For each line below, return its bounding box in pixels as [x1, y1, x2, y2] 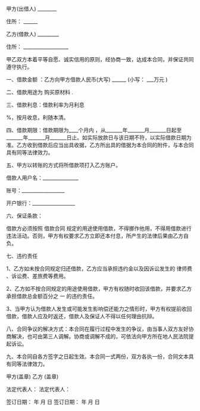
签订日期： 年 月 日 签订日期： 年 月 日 [6, 398, 100, 405]
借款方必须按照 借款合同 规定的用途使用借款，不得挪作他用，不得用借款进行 [6, 225, 192, 232]
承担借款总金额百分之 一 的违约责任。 [6, 292, 98, 300]
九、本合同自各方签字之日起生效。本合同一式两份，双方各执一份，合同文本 [6, 353, 189, 360]
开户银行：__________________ [6, 200, 76, 207]
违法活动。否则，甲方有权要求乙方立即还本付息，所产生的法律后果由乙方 [6, 232, 183, 239]
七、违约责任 [6, 253, 37, 259]
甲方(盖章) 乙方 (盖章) [6, 373, 59, 380]
